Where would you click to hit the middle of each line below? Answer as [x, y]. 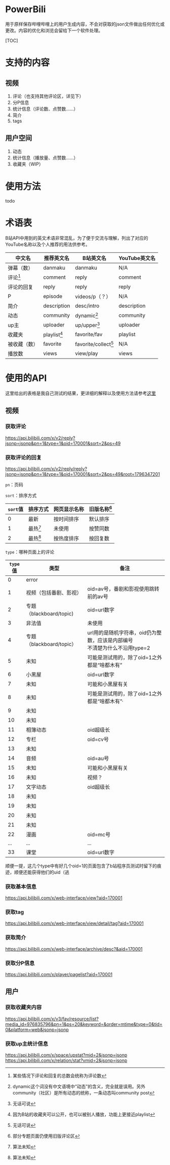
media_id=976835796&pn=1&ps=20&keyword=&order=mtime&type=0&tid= [84, 1024]
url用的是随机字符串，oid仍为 [122, 632]
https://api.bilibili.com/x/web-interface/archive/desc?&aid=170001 [74, 949]
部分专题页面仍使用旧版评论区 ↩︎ [46, 1136]
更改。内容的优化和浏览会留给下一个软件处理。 [54, 30]
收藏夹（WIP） [28, 164]
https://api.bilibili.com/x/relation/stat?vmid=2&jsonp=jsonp [66, 1060]
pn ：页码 [14, 484]
